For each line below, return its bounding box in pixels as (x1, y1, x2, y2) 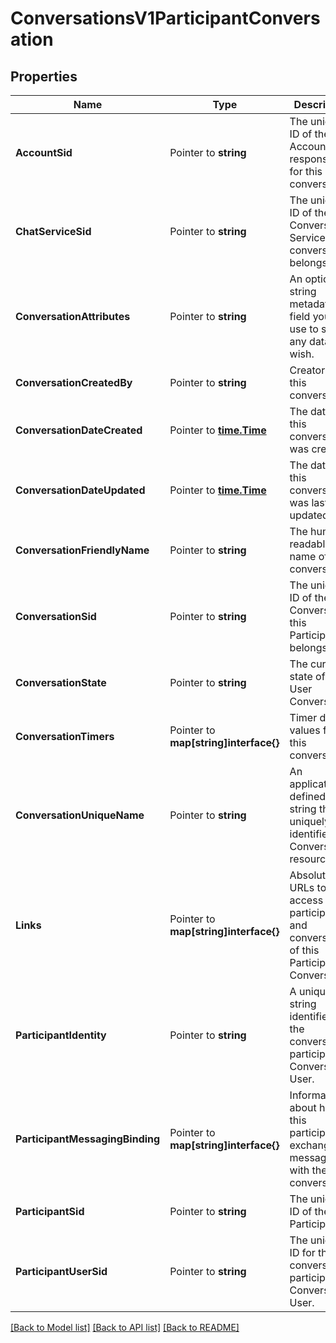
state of (289, 670, 326, 683)
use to (289, 322, 319, 336)
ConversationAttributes (15, 310, 131, 323)
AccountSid (15, 146, 73, 159)
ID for (289, 1246, 316, 1259)
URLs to (289, 881, 327, 894)
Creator (289, 363, 326, 377)
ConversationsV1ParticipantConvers (10, 7, 321, 30)
